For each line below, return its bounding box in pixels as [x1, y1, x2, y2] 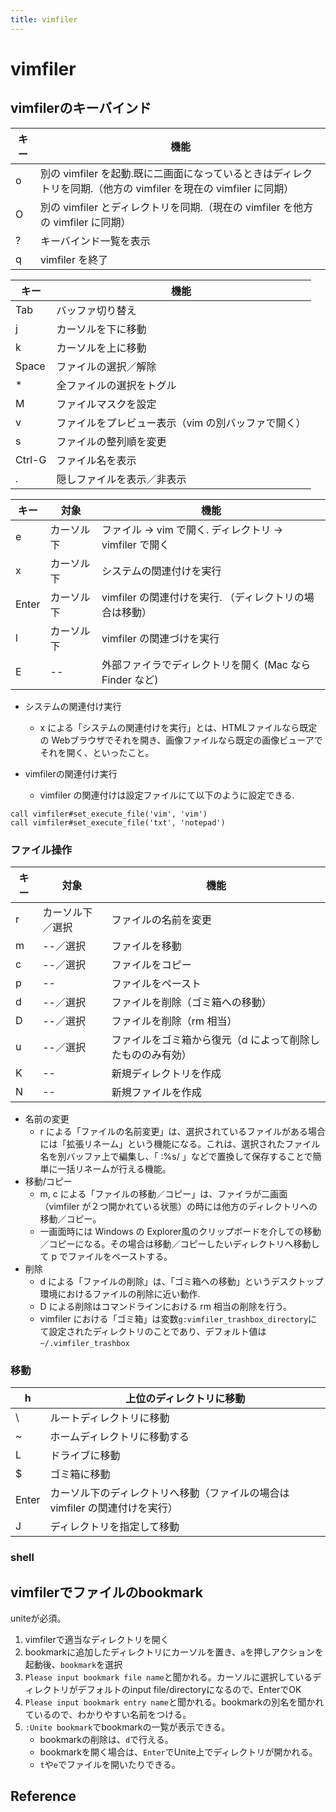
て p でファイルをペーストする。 [39, 1250, 173, 1262]
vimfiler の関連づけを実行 [101, 631, 220, 645]
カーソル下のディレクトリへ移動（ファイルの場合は [49, 1486, 290, 1500]
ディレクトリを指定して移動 [49, 1520, 180, 1534]
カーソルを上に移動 [56, 341, 147, 355]
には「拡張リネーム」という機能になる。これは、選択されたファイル [39, 1137, 321, 1150]
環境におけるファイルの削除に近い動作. [39, 1287, 201, 1300]
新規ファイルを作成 [111, 1085, 202, 1099]
